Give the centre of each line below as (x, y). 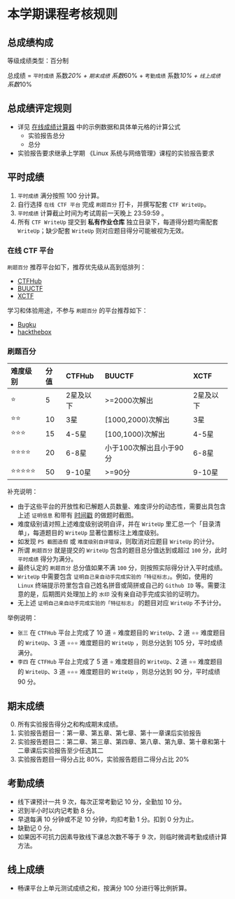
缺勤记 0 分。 (36, 827)
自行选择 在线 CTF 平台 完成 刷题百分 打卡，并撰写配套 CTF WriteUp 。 (114, 204)
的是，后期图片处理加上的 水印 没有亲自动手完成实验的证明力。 (113, 594)
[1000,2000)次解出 (137, 419)
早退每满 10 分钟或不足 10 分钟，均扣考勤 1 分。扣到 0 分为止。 (107, 819)
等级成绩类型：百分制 (38, 61)
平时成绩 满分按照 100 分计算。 (60, 195)
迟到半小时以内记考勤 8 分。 (58, 810)
